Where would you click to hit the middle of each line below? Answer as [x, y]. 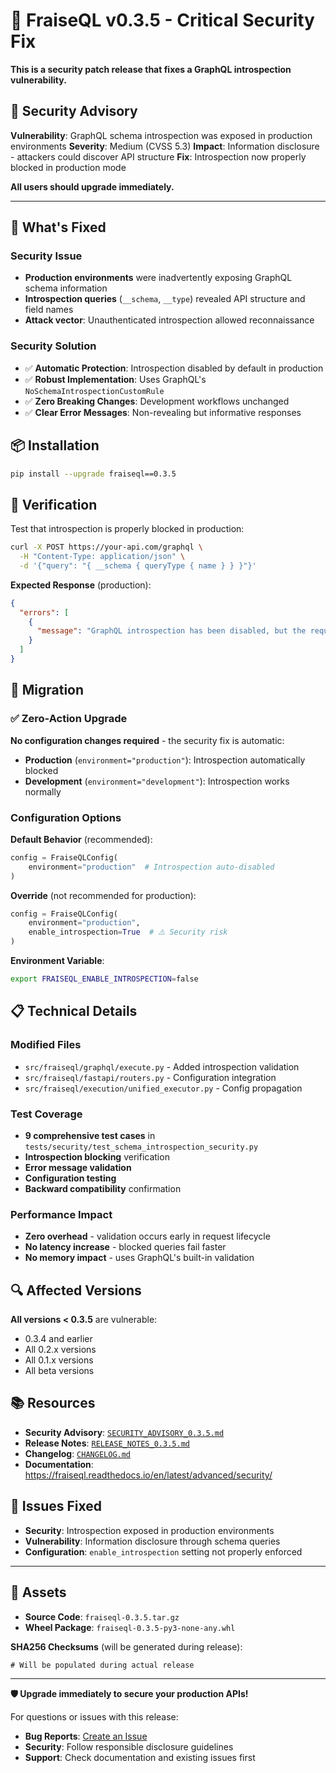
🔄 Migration [47, 690]
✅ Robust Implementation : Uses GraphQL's [115, 379]
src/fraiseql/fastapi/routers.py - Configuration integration [150, 1077]
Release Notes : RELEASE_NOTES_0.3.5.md [107, 1443]
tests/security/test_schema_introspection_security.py [141, 1147]
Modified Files [46, 1045]
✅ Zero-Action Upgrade [69, 719]
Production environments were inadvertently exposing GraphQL [158, 278]
